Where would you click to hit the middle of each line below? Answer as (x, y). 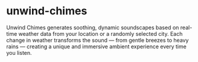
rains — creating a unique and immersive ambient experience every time (97, 46)
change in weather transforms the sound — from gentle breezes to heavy (97, 40)
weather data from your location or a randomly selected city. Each (101, 33)
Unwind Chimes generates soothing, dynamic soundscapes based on (93, 27)
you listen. (19, 52)
